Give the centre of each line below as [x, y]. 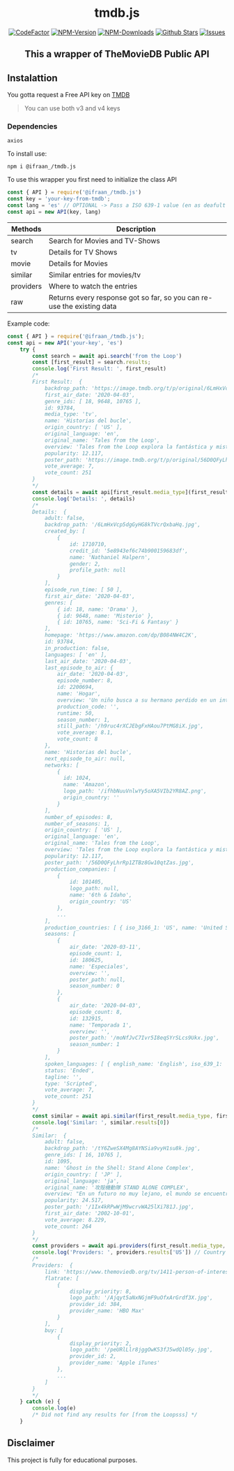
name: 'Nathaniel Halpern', [110, 557]
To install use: [27, 154]
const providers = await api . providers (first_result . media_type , [129, 1246]
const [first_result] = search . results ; [92, 362]
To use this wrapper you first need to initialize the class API [92, 180]
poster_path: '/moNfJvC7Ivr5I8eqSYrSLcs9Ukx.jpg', [144, 1038]
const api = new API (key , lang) [54, 212]
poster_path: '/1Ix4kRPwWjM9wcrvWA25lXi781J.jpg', [119, 1207]
